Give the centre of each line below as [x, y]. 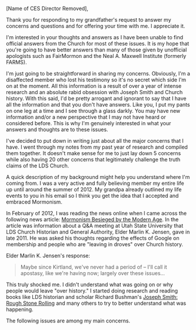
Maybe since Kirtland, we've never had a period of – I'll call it [94, 267]
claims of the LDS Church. [37, 166]
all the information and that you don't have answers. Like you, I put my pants [98, 104]
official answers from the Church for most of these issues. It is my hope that [98, 44]
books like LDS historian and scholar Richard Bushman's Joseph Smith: [92, 297]
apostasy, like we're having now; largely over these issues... [92, 273]
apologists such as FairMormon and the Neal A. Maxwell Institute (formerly [96, 56]
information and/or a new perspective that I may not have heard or [86, 117]
